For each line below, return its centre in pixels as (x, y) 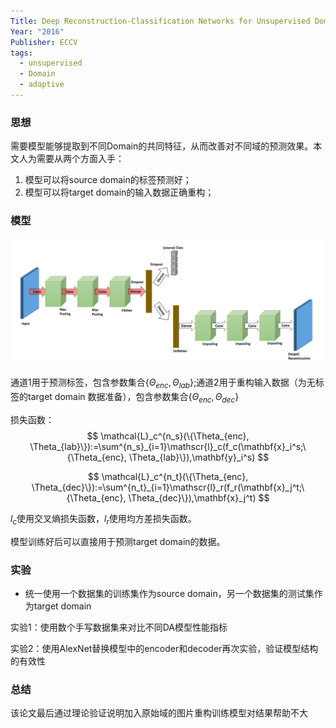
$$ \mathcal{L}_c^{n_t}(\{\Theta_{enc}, (168, 476)
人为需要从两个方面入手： (71, 159)
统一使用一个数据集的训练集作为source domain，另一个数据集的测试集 (169, 593)
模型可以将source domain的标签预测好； (108, 180)
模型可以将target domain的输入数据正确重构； (119, 192)
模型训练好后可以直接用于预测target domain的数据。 (118, 541)
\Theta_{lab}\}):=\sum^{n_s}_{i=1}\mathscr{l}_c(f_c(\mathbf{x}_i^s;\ (168, 446)
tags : (21, 53)
